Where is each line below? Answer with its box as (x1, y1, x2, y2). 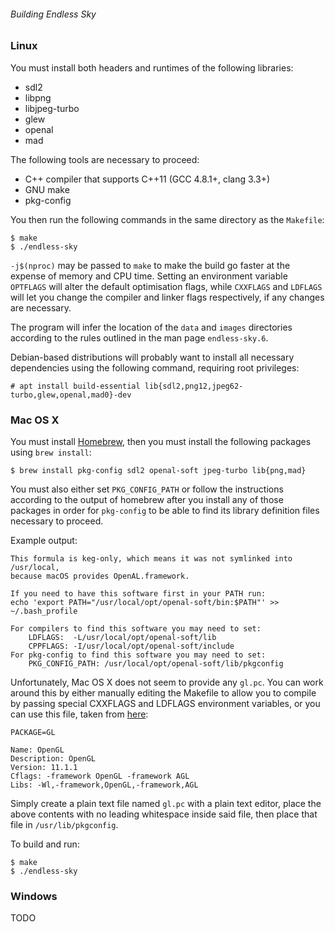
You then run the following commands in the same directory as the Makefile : (10, 213, 325, 225)
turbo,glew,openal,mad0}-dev (10, 390, 132, 400)
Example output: (10, 534, 78, 546)
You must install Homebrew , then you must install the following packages (10, 435, 312, 447)
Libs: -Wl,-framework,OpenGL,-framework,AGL (10, 780, 199, 790)
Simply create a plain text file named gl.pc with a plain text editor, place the (10, 797, 322, 809)
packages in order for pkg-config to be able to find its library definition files (10, 504, 320, 516)
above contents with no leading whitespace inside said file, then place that (10, 808, 318, 820)
